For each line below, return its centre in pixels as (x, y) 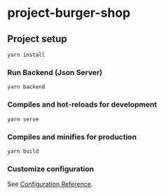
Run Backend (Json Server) (55, 72)
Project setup (37, 39)
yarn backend (26, 87)
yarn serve (23, 119)
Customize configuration (51, 168)
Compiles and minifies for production (72, 137)
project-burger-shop (69, 13)
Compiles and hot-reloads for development (82, 105)
